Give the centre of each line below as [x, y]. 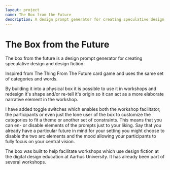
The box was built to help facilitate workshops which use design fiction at [82, 151]
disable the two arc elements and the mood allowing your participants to [81, 136]
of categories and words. [31, 79]
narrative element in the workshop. [42, 100]
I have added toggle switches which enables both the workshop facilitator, [83, 109]
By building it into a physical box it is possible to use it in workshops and [81, 89]
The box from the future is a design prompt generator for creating [74, 58]
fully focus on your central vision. [40, 142]
